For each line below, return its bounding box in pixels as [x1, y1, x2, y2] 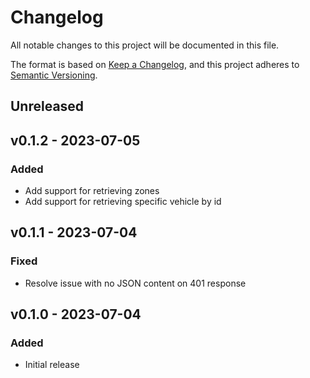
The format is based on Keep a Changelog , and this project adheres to [10, 58, 300, 70]
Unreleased [10, 98, 85, 115]
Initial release [24, 359, 80, 371]
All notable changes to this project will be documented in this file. [10, 39, 280, 51]
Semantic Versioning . [10, 69, 98, 81]
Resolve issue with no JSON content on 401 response [24, 277, 247, 289]
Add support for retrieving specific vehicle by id [24, 196, 222, 208]
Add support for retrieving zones [24, 185, 160, 197]
